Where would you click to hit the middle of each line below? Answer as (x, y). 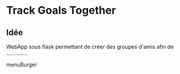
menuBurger (22, 64)
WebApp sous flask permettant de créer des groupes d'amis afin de (90, 47)
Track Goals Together (61, 10)
